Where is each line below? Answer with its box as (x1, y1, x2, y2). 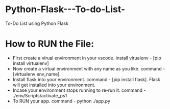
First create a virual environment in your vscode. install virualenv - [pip (12, 55, 162, 61)
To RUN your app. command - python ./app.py (12, 98, 111, 104)
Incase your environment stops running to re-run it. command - (12, 87, 146, 93)
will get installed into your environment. (12, 82, 96, 88)
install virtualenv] (12, 60, 50, 66)
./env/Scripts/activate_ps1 (12, 92, 67, 98)
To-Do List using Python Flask (5, 20, 69, 26)
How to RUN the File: (5, 38, 94, 50)
